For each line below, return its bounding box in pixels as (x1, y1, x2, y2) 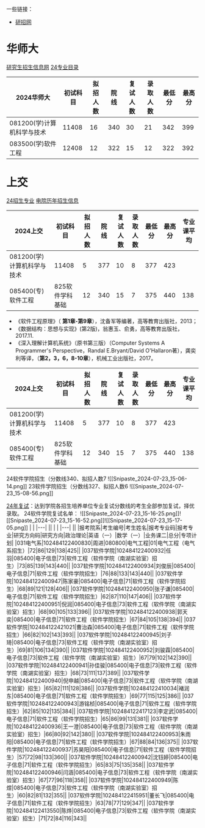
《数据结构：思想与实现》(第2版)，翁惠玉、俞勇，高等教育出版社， (15, 325, 183, 332)
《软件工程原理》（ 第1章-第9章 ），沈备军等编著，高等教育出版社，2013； (15, 317, 198, 324)
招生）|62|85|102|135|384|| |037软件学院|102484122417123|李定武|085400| (6, 707, 198, 715)
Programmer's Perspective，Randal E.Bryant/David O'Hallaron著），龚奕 (15, 346, 196, 354)
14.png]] (6, 482, 27, 490)
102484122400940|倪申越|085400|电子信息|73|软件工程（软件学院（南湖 (13, 677, 198, 684)
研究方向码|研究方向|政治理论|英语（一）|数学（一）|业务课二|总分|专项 (13, 531, 192, 539)
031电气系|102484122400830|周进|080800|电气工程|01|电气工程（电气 (16, 539, 195, 546)
